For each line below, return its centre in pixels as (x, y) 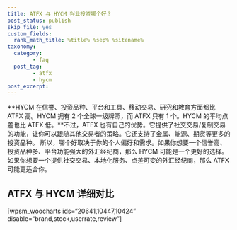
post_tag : (28, 67)
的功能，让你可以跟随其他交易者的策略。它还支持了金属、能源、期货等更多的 (119, 134)
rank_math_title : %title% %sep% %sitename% (79, 40)
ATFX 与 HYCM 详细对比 (61, 194)
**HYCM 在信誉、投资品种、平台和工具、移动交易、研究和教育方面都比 (111, 108)
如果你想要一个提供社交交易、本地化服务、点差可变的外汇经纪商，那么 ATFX (118, 161)
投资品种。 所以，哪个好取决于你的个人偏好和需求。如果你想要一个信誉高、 (117, 143)
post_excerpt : (28, 86)
